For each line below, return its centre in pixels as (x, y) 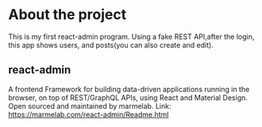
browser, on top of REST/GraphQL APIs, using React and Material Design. (128, 98)
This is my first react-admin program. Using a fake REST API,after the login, (131, 37)
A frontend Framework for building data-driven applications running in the (129, 89)
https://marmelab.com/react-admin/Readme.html (89, 114)
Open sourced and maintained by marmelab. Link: (90, 106)
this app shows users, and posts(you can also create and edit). (111, 44)
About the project (67, 15)
